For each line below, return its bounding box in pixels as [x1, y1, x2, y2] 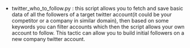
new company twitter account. [11, 36, 85, 42]
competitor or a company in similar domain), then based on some [11, 17, 169, 24]
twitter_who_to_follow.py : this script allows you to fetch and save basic [11, 5, 184, 12]
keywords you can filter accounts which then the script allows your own [11, 23, 185, 30]
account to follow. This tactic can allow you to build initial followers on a [11, 29, 185, 36]
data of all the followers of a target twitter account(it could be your [11, 11, 172, 18]
